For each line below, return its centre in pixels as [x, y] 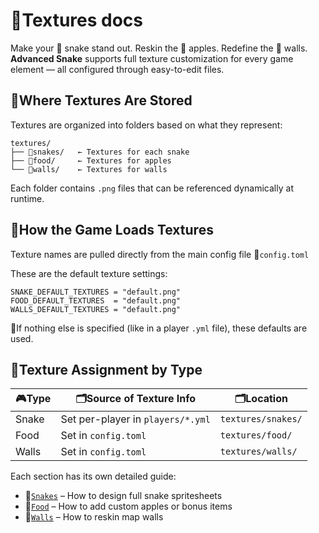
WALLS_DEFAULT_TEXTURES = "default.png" [96, 309]
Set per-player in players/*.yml [135, 419]
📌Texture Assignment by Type [106, 369]
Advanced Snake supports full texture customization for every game [152, 58]
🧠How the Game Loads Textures [112, 230]
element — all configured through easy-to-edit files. [117, 69]
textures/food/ [256, 435]
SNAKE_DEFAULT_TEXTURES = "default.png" [96, 292]
